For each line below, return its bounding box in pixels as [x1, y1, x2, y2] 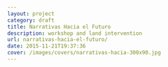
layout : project [7, 10, 55, 17]
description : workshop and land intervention [7, 29, 142, 37]
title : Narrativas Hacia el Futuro [7, 23, 111, 30]
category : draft [7, 17, 55, 24]
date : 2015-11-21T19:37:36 [7, 43, 86, 50]
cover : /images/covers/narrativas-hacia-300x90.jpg [7, 50, 161, 57]
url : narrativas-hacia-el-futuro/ [7, 36, 108, 43]
